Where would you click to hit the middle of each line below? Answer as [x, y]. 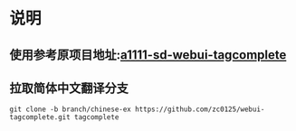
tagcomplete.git [40, 117]
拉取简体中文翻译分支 [69, 88]
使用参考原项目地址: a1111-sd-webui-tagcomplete [148, 55]
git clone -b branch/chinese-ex [70, 109]
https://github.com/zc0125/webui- [200, 109]
